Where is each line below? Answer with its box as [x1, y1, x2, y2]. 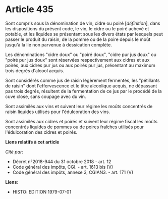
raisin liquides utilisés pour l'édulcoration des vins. [5, 109, 110, 115]
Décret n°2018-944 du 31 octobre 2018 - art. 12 [12, 158, 111, 165]
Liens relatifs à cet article [5, 139, 60, 145]
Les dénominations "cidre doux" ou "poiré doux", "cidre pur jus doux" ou [5, 52, 156, 58]
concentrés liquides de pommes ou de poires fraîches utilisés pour [5, 124, 144, 130]
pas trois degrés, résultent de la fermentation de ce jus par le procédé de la [5, 88, 162, 94]
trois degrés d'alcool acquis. [5, 67, 65, 74]
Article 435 [5, 4, 54, 15]
